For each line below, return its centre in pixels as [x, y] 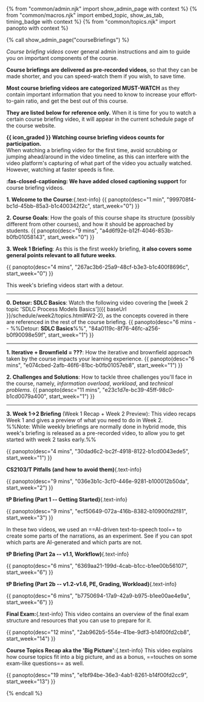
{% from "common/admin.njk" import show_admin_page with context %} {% [102, 9]
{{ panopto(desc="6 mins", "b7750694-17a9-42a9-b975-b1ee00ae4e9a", [98, 596]
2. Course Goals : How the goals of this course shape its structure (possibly [101, 218]
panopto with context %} [37, 28]
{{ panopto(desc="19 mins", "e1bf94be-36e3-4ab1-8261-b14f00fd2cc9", [97, 675]
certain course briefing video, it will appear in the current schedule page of [100, 119]
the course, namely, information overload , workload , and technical [90, 383]
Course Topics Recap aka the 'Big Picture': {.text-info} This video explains [100, 650]
